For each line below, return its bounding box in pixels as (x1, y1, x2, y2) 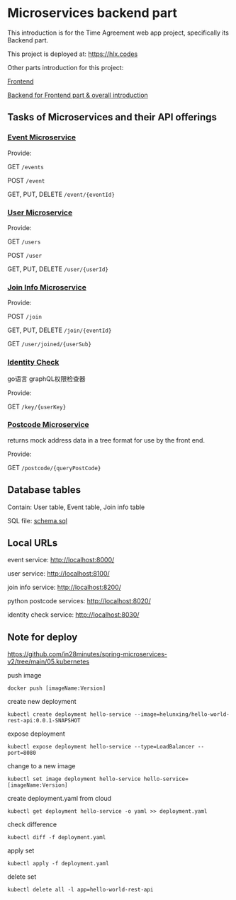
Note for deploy (7, 631, 78, 643)
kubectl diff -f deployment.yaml (7, 834, 106, 841)
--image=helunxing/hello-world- (134, 711, 230, 718)
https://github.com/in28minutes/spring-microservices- (7, 650, 168, 659)
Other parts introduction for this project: (7, 63, 124, 72)
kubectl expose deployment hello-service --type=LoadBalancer (7, 744, 195, 751)
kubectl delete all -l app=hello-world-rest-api (7, 887, 154, 894)
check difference (7, 820, 57, 829)
